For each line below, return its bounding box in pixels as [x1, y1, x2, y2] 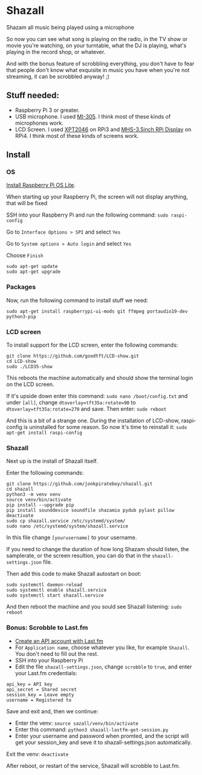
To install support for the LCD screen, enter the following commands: [6, 341, 178, 348]
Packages [6, 283, 36, 291]
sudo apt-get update [6, 264, 59, 270]
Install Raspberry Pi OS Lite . [6, 181, 76, 189]
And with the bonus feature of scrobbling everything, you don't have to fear [6, 60, 195, 67]
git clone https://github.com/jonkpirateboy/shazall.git [6, 481, 153, 487]
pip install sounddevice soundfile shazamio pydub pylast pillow [6, 508, 174, 514]
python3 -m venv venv [6, 491, 61, 498]
